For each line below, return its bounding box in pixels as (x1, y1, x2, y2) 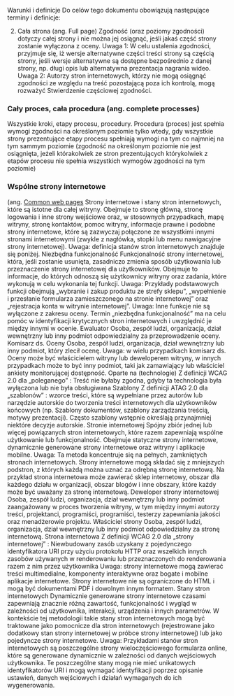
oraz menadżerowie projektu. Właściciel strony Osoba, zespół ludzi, (7, 517, 203, 525)
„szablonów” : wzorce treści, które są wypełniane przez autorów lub (7, 391, 203, 399)
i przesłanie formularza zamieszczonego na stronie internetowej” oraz (7, 294, 209, 303)
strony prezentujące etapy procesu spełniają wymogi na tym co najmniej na (7, 134, 225, 143)
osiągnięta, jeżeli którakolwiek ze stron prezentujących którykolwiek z (7, 150, 208, 158)
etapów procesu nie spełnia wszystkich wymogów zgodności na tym (7, 157, 205, 165)
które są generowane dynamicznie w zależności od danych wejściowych (7, 651, 217, 660)
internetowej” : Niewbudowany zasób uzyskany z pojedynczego (7, 539, 192, 548)
